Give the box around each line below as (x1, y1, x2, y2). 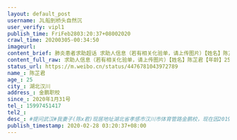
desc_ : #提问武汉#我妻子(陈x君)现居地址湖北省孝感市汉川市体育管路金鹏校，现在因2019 (7, 115, 231, 122)
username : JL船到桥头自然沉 (7, 17, 83, 24)
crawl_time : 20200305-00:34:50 (7, 37, 99, 44)
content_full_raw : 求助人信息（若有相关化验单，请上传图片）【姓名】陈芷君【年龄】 (7, 57, 224, 64)
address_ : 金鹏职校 (7, 89, 61, 96)
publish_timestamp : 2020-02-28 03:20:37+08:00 (7, 122, 147, 129)
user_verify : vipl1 (7, 23, 65, 30)
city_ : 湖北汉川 (7, 83, 51, 90)
